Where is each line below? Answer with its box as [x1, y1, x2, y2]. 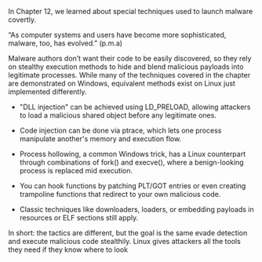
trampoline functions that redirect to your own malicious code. [19, 190, 221, 198]
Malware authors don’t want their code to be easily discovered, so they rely [8, 54, 252, 63]
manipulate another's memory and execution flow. [19, 134, 182, 144]
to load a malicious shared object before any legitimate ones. [19, 111, 217, 120]
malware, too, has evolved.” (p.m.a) [8, 38, 123, 48]
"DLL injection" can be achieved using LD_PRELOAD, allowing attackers [19, 102, 251, 111]
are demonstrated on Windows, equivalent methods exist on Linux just [8, 78, 235, 88]
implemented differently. [8, 87, 87, 96]
